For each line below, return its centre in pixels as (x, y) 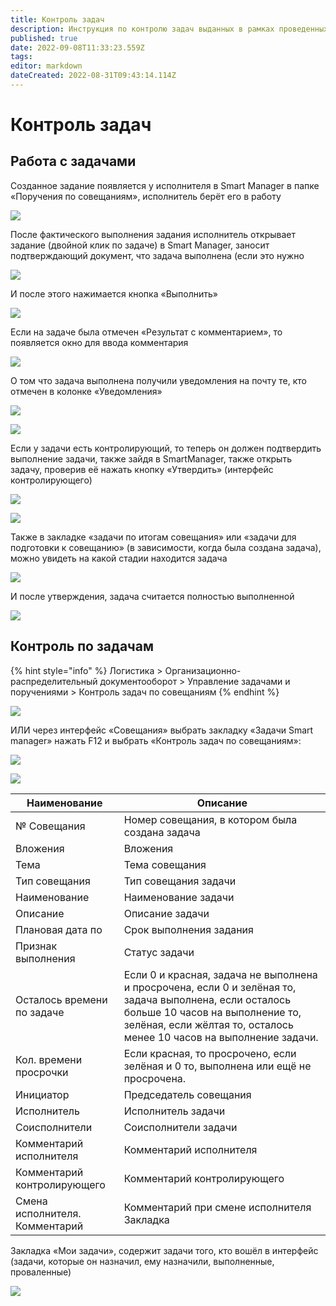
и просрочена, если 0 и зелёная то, (210, 987)
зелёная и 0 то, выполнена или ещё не (217, 1066)
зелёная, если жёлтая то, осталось (208, 1024)
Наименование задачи (179, 897)
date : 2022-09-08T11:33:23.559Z (77, 47)
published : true (44, 38)
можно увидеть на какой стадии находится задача (119, 558)
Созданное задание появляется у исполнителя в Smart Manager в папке (165, 185)
